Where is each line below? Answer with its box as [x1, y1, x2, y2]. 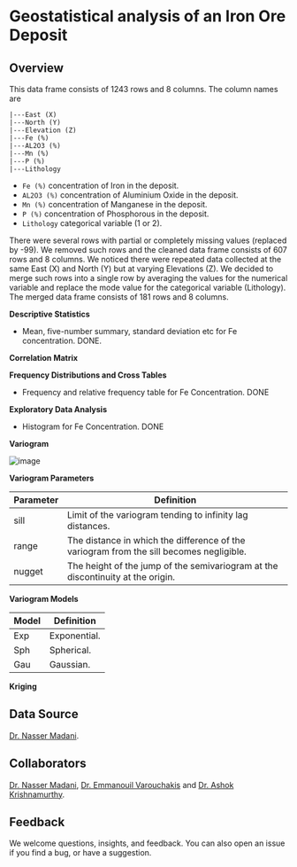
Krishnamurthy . [9, 789, 65, 800]
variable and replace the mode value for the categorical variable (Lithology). [9, 282, 286, 293]
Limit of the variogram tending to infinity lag [66, 509, 249, 520]
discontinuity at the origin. [66, 571, 175, 582]
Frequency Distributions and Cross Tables [9, 370, 167, 380]
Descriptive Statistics [9, 309, 90, 319]
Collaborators [9, 756, 87, 771]
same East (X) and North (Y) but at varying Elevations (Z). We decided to [9, 263, 274, 274]
